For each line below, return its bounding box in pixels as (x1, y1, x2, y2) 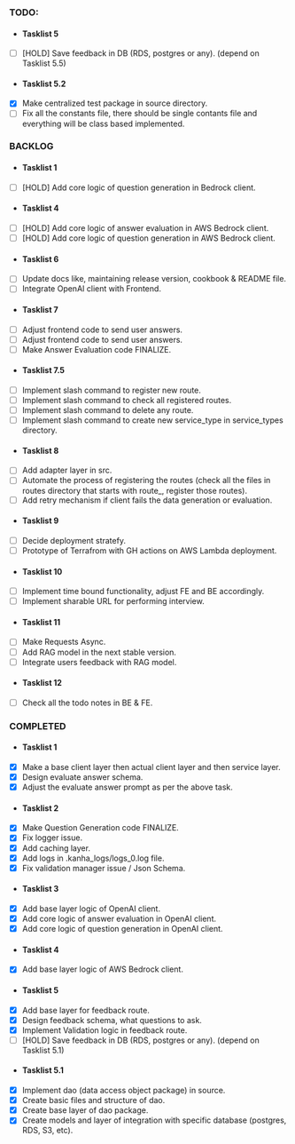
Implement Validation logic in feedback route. (21, 1024, 188, 1036)
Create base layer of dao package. (21, 1105, 149, 1116)
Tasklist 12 (21, 678, 62, 688)
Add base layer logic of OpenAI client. (21, 903, 161, 914)
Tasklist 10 (21, 566, 63, 576)
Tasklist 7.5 (21, 365, 65, 376)
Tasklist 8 (21, 445, 59, 456)
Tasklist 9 (21, 515, 59, 526)
